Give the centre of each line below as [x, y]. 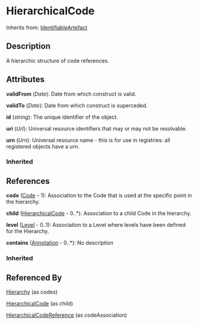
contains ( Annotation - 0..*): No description [60, 243]
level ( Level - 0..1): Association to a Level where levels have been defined [96, 225]
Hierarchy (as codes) [32, 292]
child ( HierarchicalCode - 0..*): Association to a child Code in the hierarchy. [99, 214]
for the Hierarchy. [28, 232]
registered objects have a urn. [43, 146]
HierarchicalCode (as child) [40, 304]
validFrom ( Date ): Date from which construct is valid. [71, 94]
